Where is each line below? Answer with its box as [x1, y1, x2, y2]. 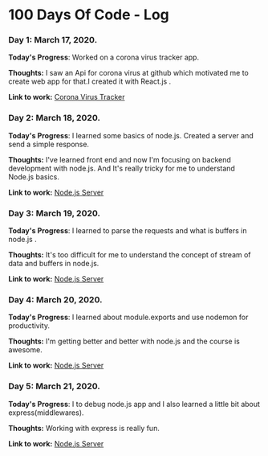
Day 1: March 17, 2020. [8, 35, 98, 46]
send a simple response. [8, 139, 90, 149]
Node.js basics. [8, 171, 60, 182]
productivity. [8, 321, 51, 331]
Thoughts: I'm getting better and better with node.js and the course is [8, 336, 241, 347]
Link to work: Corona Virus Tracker [8, 92, 125, 102]
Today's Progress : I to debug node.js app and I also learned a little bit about [8, 399, 261, 409]
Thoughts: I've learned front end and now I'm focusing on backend [8, 154, 231, 164]
